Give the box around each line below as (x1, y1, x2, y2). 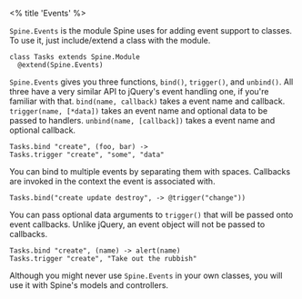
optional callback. (9, 125, 75, 135)
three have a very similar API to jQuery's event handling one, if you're (9, 86, 269, 96)
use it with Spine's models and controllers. (9, 280, 169, 290)
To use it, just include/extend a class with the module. (9, 35, 211, 45)
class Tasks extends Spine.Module (9, 53, 141, 62)
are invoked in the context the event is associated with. (9, 176, 216, 186)
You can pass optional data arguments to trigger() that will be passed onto (9, 209, 294, 220)
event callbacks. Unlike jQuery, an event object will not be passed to (9, 219, 266, 230)
